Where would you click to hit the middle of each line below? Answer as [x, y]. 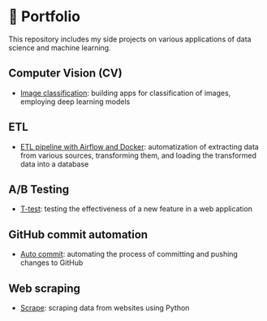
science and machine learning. [60, 47]
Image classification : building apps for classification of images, [125, 93]
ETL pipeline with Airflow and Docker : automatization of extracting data [140, 146]
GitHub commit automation [78, 234]
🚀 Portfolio [45, 17]
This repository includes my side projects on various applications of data [130, 39]
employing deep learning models [75, 102]
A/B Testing [39, 189]
